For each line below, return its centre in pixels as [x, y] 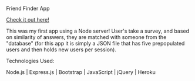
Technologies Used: [30, 61]
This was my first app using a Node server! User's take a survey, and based [98, 31]
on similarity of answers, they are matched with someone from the [86, 37]
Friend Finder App [28, 8]
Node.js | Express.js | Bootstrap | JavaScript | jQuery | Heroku [81, 72]
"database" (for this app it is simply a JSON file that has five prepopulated [95, 43]
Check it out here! [28, 20]
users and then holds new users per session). [61, 50]
